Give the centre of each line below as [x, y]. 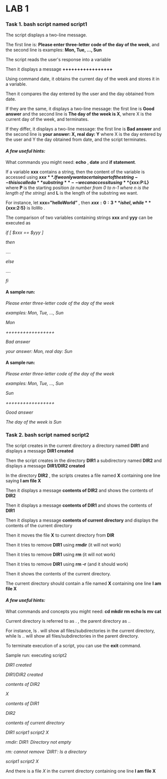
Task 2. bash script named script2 [48, 435]
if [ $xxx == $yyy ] [25, 232]
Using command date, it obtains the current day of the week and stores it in [83, 79]
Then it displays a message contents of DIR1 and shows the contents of [79, 505]
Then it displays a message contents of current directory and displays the [82, 520]
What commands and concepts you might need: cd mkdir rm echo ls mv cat [83, 611]
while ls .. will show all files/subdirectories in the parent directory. [72, 636]
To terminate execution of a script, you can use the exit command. [74, 646]
